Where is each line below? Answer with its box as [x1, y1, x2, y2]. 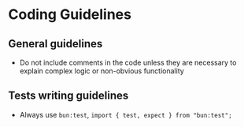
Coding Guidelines [8, 6, 132, 24]
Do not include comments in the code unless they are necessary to [19, 58, 237, 67]
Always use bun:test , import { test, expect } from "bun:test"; [19, 110, 232, 119]
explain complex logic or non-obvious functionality [19, 66, 185, 76]
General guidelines [8, 37, 103, 50]
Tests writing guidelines [8, 89, 129, 103]
